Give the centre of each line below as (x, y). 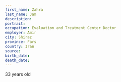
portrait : (15, 23)
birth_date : (17, 56)
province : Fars (21, 42)
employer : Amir (21, 33)
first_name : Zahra (24, 10)
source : (13, 51)
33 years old (18, 74)
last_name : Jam (21, 14)
